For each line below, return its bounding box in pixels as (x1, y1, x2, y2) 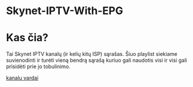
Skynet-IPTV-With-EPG (6, 4, 123, 18)
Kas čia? (6, 31, 49, 45)
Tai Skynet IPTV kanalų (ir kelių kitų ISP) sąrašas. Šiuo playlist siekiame (6, 51, 178, 58)
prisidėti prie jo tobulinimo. (6, 63, 70, 70)
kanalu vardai (6, 75, 39, 82)
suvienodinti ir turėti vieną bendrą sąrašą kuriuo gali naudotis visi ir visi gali (6, 57, 188, 64)
